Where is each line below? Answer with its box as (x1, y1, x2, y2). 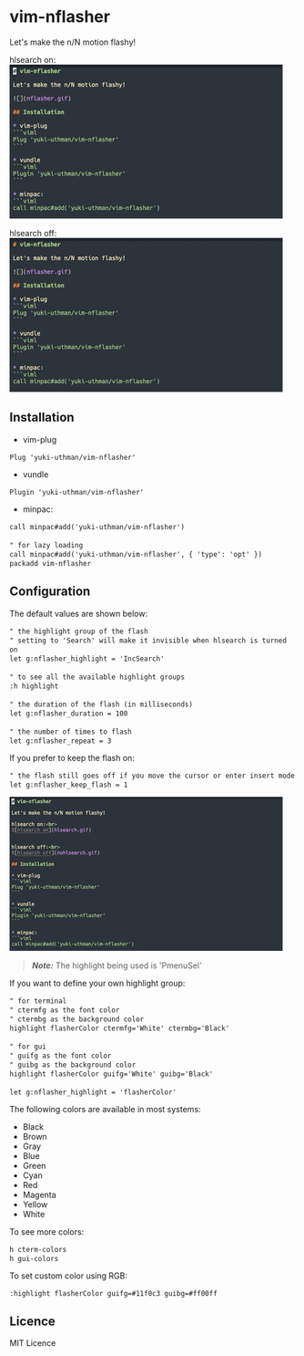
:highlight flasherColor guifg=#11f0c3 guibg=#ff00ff (9, 1288, 218, 1298)
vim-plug (22, 433, 57, 444)
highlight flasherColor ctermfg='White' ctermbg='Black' (9, 1024, 230, 1033)
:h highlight (9, 682, 59, 691)
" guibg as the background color (9, 1060, 137, 1069)
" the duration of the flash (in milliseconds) (9, 700, 194, 709)
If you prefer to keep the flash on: (9, 752, 135, 763)
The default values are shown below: (9, 608, 148, 619)
